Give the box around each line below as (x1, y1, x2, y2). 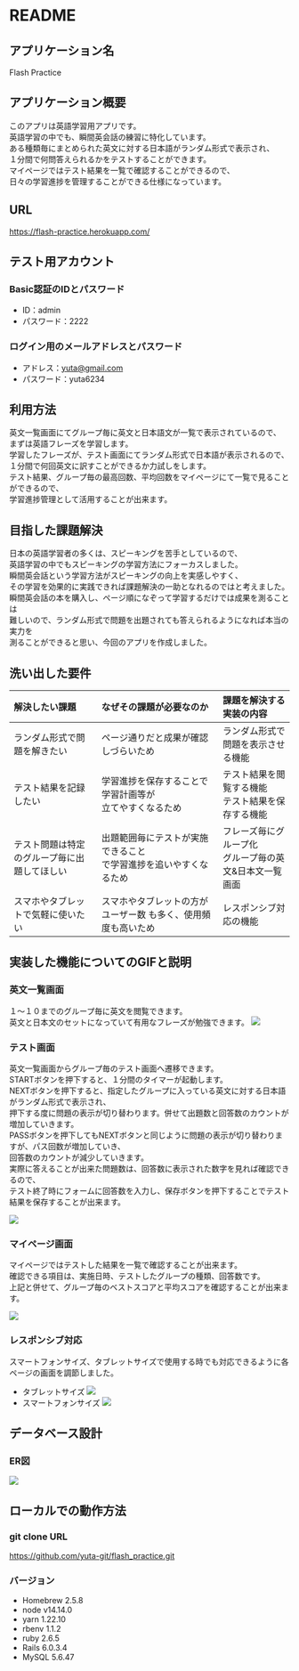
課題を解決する (222, 694, 286, 707)
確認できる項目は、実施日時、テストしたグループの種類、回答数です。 (9, 1270, 265, 1282)
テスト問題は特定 (13, 839, 86, 851)
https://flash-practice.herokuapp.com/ (9, 226, 150, 237)
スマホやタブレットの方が (101, 896, 209, 908)
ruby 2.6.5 (21, 1633, 61, 1643)
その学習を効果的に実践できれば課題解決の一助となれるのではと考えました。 (9, 581, 290, 592)
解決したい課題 (13, 701, 77, 713)
